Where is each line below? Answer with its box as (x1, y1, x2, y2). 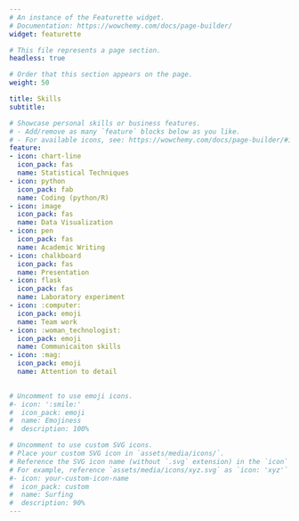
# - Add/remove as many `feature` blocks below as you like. (9, 126, 241, 136)
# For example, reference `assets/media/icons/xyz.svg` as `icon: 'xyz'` (9, 465, 289, 475)
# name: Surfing (9, 491, 74, 500)
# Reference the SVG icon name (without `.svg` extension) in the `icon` (9, 457, 289, 466)
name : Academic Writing (17, 242, 105, 252)
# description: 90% (9, 499, 86, 508)
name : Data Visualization (17, 218, 114, 227)
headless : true (9, 54, 66, 63)
